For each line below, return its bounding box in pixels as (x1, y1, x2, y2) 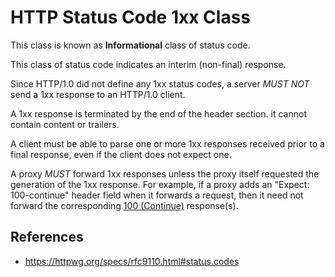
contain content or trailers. (10, 118, 120, 130)
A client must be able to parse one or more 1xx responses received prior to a (10, 137, 325, 150)
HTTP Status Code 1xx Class (10, 6, 252, 29)
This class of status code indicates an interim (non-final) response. (10, 58, 287, 70)
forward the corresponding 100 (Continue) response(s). (10, 199, 239, 211)
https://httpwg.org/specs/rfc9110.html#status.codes (24, 255, 240, 267)
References (10, 229, 84, 246)
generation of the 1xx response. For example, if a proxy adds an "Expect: (10, 178, 310, 190)
